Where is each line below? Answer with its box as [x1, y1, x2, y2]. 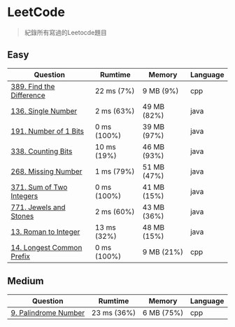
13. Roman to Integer [10, 227, 80, 237]
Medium [7, 275, 44, 287]
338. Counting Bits [10, 146, 73, 156]
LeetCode [7, 4, 65, 20]
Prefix [10, 251, 30, 261]
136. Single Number [10, 106, 78, 116]
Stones [10, 211, 34, 221]
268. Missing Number [10, 166, 83, 176]
